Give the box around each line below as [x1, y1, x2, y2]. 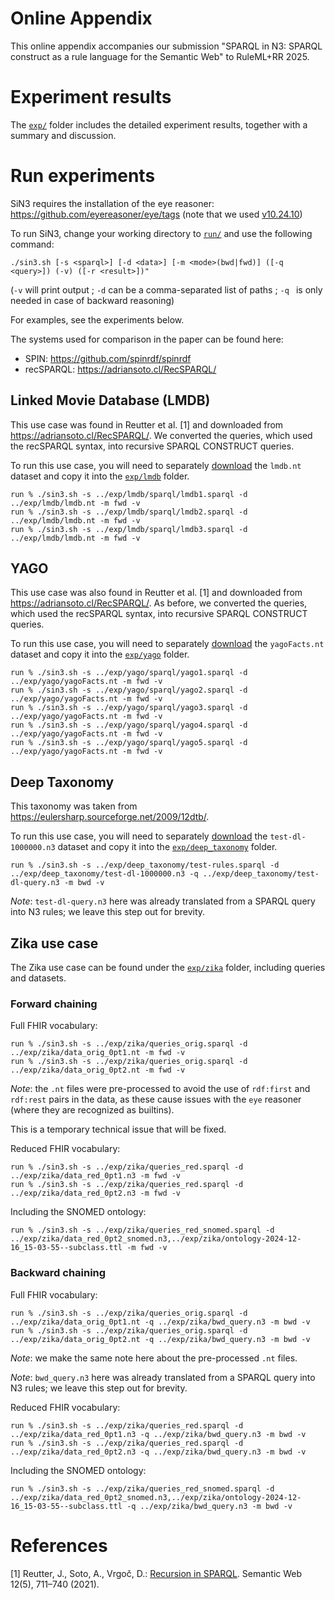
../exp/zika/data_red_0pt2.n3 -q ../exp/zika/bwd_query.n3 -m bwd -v [10, 1447, 307, 1457]
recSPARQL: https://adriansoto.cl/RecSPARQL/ [24, 363, 217, 375]
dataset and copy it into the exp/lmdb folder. [10, 470, 190, 482]
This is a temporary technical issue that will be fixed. [10, 1123, 227, 1136]
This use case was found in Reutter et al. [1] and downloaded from [10, 418, 284, 431]
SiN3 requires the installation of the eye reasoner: [10, 197, 215, 209]
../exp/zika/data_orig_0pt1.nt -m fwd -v [10, 1048, 186, 1058]
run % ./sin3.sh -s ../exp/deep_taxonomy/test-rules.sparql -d [10, 860, 280, 871]
